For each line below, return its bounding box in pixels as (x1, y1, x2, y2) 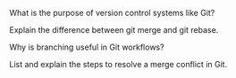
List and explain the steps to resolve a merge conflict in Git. (9, 59, 228, 69)
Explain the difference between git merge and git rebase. (9, 25, 219, 35)
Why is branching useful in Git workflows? (9, 42, 164, 52)
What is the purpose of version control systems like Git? (9, 8, 215, 18)
